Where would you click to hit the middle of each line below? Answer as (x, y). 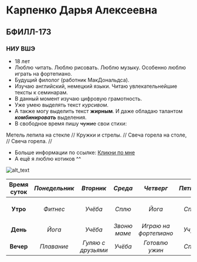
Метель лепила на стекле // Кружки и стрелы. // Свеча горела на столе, (96, 135)
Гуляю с (94, 243)
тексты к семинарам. (41, 92)
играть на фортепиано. (43, 73)
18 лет (22, 61)
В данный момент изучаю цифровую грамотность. (78, 98)
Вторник (94, 188)
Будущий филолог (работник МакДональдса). (72, 80)
